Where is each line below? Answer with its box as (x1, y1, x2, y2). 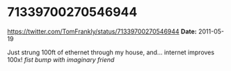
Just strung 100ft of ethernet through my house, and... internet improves (7, 48, 214, 56)
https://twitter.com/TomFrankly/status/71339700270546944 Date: (7, 27, 197, 35)
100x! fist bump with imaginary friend (7, 55, 115, 63)
